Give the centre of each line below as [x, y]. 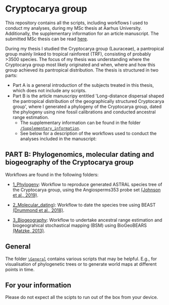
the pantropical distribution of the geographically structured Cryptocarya [88, 101]
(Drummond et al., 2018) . [38, 210]
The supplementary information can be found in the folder [80, 123]
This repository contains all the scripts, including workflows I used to [77, 23]
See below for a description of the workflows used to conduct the [88, 133]
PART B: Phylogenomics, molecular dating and [80, 155]
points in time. [20, 269]
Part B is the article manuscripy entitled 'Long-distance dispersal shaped [88, 96]
